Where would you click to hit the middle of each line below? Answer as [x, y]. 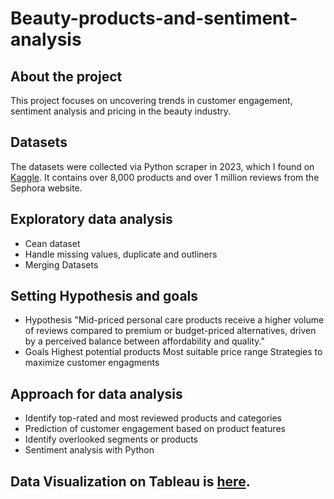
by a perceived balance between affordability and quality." [144, 341]
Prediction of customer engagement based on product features [155, 429]
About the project [66, 76]
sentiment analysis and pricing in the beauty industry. [121, 111]
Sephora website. [46, 188]
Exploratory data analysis [91, 219]
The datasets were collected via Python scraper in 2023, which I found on [162, 166]
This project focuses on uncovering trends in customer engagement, [151, 100]
